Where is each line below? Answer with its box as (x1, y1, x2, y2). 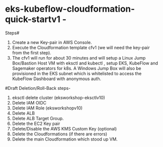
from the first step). (12, 50, 51, 56)
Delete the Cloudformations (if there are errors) (12, 131, 107, 137)
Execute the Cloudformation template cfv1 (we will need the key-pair (12, 44, 150, 50)
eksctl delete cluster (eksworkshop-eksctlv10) (12, 94, 105, 101)
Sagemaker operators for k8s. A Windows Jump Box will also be (12, 65, 142, 71)
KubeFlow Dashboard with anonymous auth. (12, 76, 102, 82)
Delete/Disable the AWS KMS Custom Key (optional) (12, 126, 117, 131)
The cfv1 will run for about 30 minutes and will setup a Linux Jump (12, 55, 146, 61)
